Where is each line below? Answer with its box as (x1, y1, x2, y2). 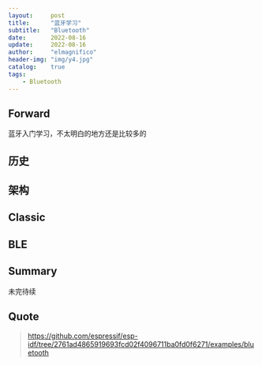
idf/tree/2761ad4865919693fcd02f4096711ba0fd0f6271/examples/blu (27, 339, 255, 348)
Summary (8, 265, 58, 278)
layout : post (8, 11, 65, 20)
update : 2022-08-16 (8, 41, 87, 49)
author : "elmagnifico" (8, 48, 97, 56)
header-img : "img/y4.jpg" (8, 56, 93, 64)
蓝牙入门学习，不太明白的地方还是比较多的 (8, 129, 147, 138)
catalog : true (8, 63, 65, 71)
